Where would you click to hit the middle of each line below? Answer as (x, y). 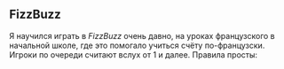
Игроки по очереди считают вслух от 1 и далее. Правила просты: (134, 54)
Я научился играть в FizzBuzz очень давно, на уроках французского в (142, 35)
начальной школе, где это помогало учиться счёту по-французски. (137, 45)
